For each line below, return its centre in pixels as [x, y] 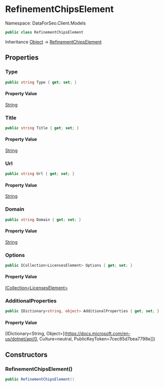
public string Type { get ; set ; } [41, 82]
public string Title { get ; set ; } [42, 128]
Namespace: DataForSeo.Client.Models [46, 23]
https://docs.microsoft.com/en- [98, 333]
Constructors [26, 355]
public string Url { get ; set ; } [40, 174]
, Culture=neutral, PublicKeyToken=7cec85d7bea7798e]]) [96, 339]
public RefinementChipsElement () [40, 379]
